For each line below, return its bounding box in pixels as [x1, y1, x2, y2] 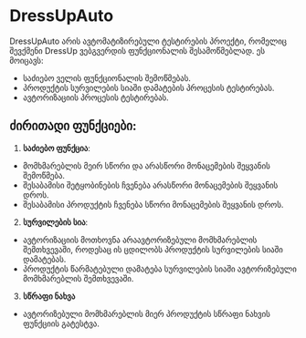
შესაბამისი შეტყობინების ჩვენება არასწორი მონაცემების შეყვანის [22, 179, 279, 190]
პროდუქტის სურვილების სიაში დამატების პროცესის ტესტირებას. [22, 82, 275, 93]
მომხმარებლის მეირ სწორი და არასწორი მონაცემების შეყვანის [22, 160, 271, 171]
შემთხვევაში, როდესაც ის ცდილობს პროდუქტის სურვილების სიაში [22, 243, 283, 255]
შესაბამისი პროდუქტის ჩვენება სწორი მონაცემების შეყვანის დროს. [22, 199, 284, 210]
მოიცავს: [9, 55, 44, 66]
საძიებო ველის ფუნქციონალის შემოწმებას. [22, 72, 192, 83]
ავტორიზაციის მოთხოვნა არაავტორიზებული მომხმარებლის [22, 234, 258, 245]
